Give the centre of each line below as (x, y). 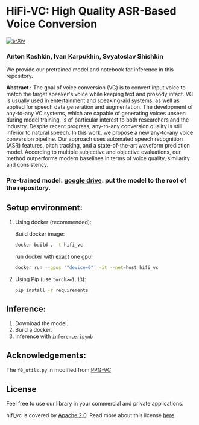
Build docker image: (40, 233)
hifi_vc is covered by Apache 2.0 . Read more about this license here (90, 415)
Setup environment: (45, 208)
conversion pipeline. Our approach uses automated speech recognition (94, 139)
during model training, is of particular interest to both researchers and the (98, 120)
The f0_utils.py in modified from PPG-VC (59, 370)
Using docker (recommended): (53, 222)
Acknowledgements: (46, 355)
